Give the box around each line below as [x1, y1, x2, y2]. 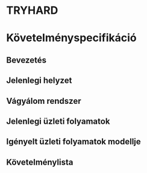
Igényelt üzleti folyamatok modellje [6, 136, 142, 147]
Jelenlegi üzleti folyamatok [6, 116, 110, 126]
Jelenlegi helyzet [6, 76, 72, 86]
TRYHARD [6, 4, 58, 17]
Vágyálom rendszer [6, 96, 81, 106]
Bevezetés [6, 55, 47, 65]
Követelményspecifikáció [6, 31, 137, 45]
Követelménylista [6, 157, 73, 167]
